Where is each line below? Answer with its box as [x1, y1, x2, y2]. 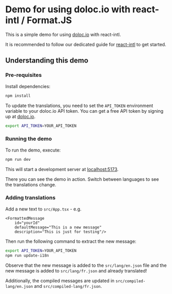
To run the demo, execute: [5, 147, 61, 153]
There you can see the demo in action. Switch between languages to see [5, 176, 159, 182]
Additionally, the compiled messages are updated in [5, 278, 115, 284]
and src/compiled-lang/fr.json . [34, 283, 102, 289]
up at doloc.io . [5, 113, 36, 119]
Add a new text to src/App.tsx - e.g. [5, 206, 82, 212]
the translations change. [5, 181, 56, 187]
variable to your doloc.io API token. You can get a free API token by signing [5, 108, 164, 114]
